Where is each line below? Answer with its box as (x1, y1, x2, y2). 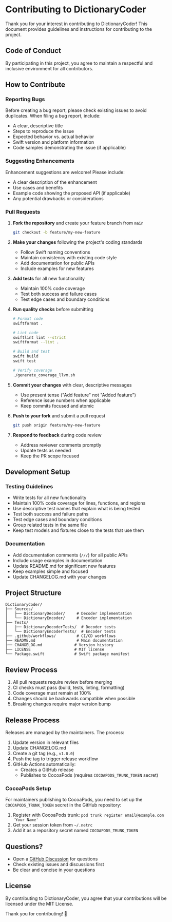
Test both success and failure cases (20, 291, 97, 297)
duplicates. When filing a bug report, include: (5, 113, 101, 119)
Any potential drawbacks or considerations (12, 195, 104, 201)
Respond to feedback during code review (12, 432, 102, 438)
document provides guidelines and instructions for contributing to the (5, 26, 152, 32)
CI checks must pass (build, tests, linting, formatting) (12, 684, 125, 691)
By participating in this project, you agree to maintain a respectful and (5, 60, 153, 66)
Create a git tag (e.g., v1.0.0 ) (12, 750, 74, 756)
